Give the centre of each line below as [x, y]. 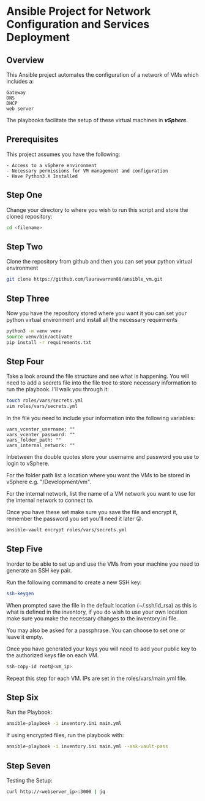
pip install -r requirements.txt [49, 342]
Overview [25, 60]
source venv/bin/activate [39, 337]
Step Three [28, 298]
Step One [24, 195]
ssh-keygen [20, 593]
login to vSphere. [28, 463]
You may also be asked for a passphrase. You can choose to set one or [96, 630]
